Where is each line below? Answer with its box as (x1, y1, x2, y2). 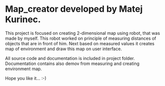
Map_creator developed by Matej (5, 3, 143, 15)
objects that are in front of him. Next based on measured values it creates (5, 40, 155, 46)
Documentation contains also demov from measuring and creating (5, 60, 139, 66)
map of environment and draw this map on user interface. (5, 46, 122, 52)
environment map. (5, 65, 42, 72)
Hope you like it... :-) (5, 75, 47, 81)
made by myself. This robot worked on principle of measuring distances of (5, 35, 157, 41)
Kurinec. (5, 14, 41, 25)
